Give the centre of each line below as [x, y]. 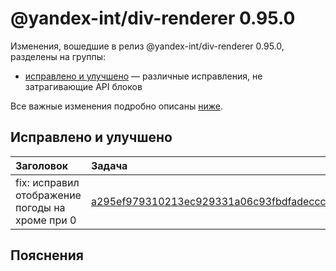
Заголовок [42, 165]
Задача [109, 165]
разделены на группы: [58, 56]
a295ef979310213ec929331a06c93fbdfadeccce [211, 201]
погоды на [40, 207]
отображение [48, 195]
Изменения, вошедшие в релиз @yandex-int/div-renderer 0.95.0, [147, 46]
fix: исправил [47, 182]
